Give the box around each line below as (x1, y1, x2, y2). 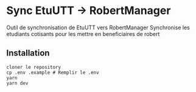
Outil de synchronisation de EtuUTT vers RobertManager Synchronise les (6, 24, 190, 31)
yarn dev (6, 80, 29, 86)
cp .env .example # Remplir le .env (6, 69, 99, 76)
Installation (6, 48, 50, 58)
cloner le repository (6, 64, 61, 70)
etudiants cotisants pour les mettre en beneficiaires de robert (6, 30, 160, 37)
